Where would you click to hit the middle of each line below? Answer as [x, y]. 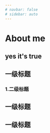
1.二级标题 [17, 89]
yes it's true [24, 56]
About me [25, 38]
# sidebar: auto [21, 14]
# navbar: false [21, 10]
